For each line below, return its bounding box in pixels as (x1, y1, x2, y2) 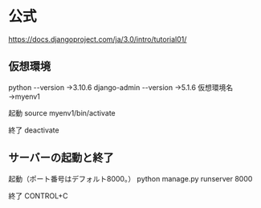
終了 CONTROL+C (8, 190, 68, 201)
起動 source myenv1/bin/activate (8, 108, 116, 117)
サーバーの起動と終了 (8, 151, 114, 165)
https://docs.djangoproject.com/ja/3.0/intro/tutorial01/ (8, 34, 187, 44)
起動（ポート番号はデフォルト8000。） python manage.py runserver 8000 (8, 173, 253, 183)
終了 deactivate (8, 125, 59, 135)
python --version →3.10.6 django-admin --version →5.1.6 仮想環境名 (8, 82, 234, 92)
